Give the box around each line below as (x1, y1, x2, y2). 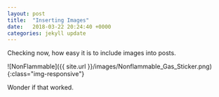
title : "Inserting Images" (7, 17, 90, 24)
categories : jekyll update (7, 29, 86, 37)
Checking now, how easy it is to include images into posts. (7, 49, 177, 57)
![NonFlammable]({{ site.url (7, 62, 86, 70)
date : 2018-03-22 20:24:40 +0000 (7, 23, 112, 30)
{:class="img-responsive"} (7, 70, 85, 78)
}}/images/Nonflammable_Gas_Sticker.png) (87, 62, 213, 70)
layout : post (7, 10, 46, 17)
